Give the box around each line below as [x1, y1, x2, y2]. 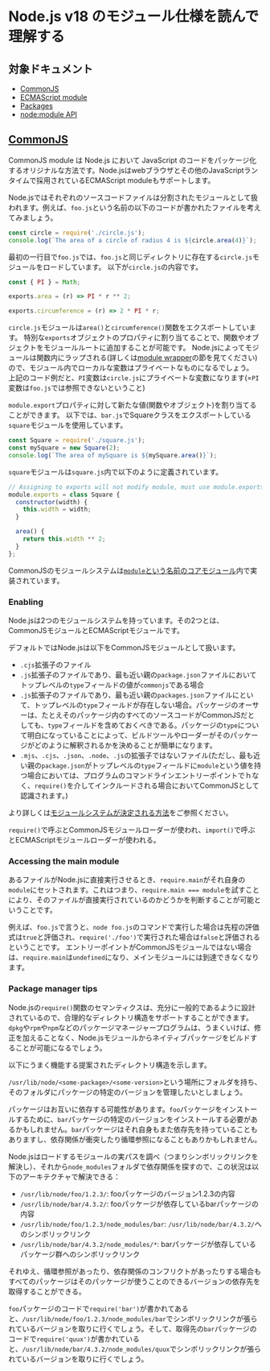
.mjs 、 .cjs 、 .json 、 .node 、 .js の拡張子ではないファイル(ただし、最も [19, 750, 254, 760]
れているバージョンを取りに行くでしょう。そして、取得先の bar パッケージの [8, 1323, 257, 1333]
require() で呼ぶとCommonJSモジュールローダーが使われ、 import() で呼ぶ [8, 825, 256, 835]
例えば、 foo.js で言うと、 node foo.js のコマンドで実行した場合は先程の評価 [8, 922, 260, 932]
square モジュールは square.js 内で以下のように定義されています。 [8, 466, 223, 476]
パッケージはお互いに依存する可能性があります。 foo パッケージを [8, 1104, 223, 1114]
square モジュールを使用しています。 [8, 420, 128, 430]
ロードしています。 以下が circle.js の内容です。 [43, 262, 203, 271]
